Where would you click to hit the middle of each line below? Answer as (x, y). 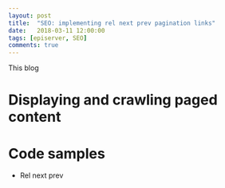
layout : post (30, 16)
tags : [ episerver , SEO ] (48, 38)
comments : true (34, 45)
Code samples (57, 153)
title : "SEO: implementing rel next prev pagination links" (112, 23)
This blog (24, 68)
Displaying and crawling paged (113, 100)
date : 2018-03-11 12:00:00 (57, 30)
